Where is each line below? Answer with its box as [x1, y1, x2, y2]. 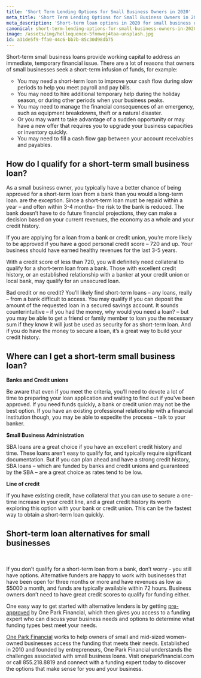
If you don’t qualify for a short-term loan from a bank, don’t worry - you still [6, 565, 192, 573]
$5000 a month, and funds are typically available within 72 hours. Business [6, 584, 191, 592]
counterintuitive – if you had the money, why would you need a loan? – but [6, 308, 189, 316]
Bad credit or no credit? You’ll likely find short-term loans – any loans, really [6, 289, 193, 296]
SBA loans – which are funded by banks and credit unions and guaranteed [6, 463, 189, 470]
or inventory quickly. [17, 128, 68, 136]
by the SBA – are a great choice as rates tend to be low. [6, 469, 143, 476]
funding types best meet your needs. [6, 622, 98, 629]
